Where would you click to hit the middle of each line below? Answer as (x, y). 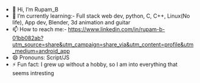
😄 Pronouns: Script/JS (41, 57)
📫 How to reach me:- (39, 29)
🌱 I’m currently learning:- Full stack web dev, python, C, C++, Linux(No (101, 16)
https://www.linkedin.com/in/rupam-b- (116, 29)
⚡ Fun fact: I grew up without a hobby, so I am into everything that (95, 64)
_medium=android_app (41, 51)
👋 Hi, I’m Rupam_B (35, 9)
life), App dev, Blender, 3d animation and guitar (71, 22)
